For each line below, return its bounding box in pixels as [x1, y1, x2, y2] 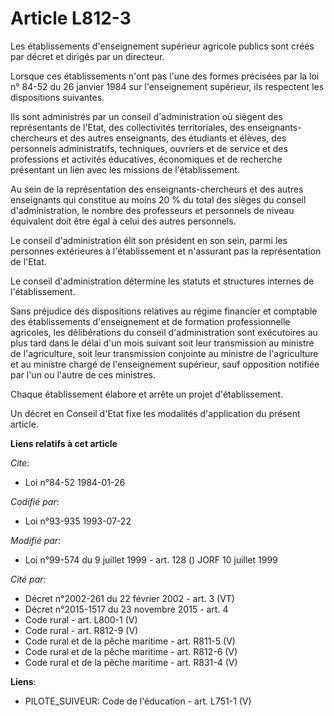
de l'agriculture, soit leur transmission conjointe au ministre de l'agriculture [10, 347, 319, 359]
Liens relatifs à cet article [10, 437, 118, 449]
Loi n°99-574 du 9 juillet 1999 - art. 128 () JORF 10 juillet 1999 [24, 553, 278, 566]
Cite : [10, 457, 30, 469]
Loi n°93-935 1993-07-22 [24, 515, 132, 527]
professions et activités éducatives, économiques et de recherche [10, 153, 283, 165]
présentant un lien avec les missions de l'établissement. [10, 163, 240, 176]
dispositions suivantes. [10, 91, 105, 103]
